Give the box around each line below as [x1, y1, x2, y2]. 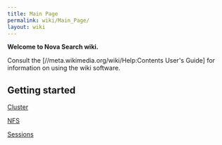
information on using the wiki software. [7, 64, 121, 72]
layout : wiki [7, 23, 46, 30]
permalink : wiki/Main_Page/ [7, 17, 90, 24]
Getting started [7, 84, 76, 96]
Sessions [7, 130, 34, 139]
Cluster [7, 103, 29, 111]
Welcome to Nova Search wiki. [7, 43, 99, 51]
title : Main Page [7, 10, 58, 18]
